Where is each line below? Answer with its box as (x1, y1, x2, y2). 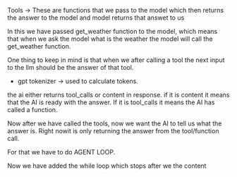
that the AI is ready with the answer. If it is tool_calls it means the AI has (7, 98, 215, 106)
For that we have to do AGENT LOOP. (7, 148, 116, 156)
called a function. (7, 106, 58, 114)
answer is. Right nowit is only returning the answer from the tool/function (7, 127, 219, 135)
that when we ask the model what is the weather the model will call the (7, 35, 213, 43)
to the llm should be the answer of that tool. (7, 63, 134, 71)
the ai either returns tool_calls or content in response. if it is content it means (7, 91, 230, 99)
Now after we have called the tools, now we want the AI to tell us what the (7, 119, 222, 128)
